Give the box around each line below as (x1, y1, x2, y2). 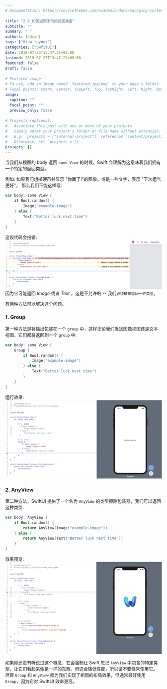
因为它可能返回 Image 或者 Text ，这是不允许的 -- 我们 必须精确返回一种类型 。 (5, 290, 158, 296)
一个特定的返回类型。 (5, 166, 49, 172)
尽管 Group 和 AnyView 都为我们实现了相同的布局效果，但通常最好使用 (5, 672, 146, 678)
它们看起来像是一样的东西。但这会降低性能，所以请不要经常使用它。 (18, 666, 158, 672)
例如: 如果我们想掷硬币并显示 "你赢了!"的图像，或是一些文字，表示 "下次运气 (5, 176, 162, 182)
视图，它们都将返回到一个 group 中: (5, 332, 77, 338)
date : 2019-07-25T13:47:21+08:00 (5, 50, 75, 55)
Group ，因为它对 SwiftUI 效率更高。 (5, 679, 77, 685)
